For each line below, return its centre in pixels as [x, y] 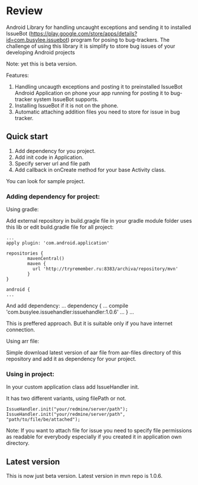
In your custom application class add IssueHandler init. [73, 387]
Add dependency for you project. [55, 151]
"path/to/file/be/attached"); [43, 420]
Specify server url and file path [52, 163]
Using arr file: [23, 341]
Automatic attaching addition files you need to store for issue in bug [97, 112]
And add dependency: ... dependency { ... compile [67, 306]
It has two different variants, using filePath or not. [66, 398]
